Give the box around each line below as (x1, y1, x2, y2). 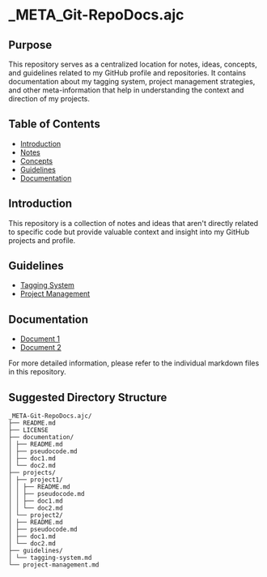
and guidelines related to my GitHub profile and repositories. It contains (8, 68, 247, 78)
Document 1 (19, 334, 61, 344)
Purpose (8, 38, 53, 52)
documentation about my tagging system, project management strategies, (8, 77, 256, 86)
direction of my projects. (8, 94, 91, 103)
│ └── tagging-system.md (8, 553, 92, 562)
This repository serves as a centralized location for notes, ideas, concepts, (8, 59, 257, 69)
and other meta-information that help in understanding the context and (8, 85, 244, 95)
